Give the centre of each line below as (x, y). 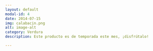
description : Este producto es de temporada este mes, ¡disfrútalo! (77, 37)
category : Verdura (24, 32)
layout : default (22, 9)
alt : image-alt (21, 28)
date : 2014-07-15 (23, 18)
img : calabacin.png (25, 23)
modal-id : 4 (17, 14)
